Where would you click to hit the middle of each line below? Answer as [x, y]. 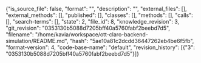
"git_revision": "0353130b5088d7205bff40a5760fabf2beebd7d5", [88, 28]
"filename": [20, 35]
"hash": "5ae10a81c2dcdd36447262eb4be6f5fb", [132, 41]
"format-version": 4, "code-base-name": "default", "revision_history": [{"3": [101, 47]
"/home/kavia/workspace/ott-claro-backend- [91, 35]
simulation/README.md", [37, 41]
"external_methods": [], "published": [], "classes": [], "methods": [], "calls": [100, 15]
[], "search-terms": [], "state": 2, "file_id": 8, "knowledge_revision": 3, [93, 22]
